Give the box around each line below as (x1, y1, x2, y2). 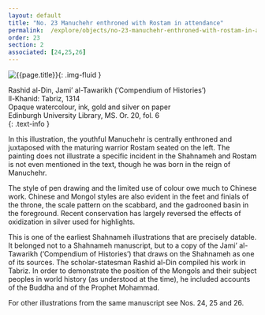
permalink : (8, 26, 44, 34)
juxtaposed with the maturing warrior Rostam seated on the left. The (8, 143, 230, 152)
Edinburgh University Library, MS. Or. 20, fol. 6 (8, 111, 160, 120)
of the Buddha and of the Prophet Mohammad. (8, 283, 160, 292)
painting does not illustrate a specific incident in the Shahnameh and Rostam (8, 151, 257, 161)
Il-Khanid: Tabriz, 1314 (8, 94, 80, 103)
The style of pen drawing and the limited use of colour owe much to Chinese (8, 184, 257, 192)
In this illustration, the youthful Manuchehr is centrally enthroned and (8, 135, 233, 143)
